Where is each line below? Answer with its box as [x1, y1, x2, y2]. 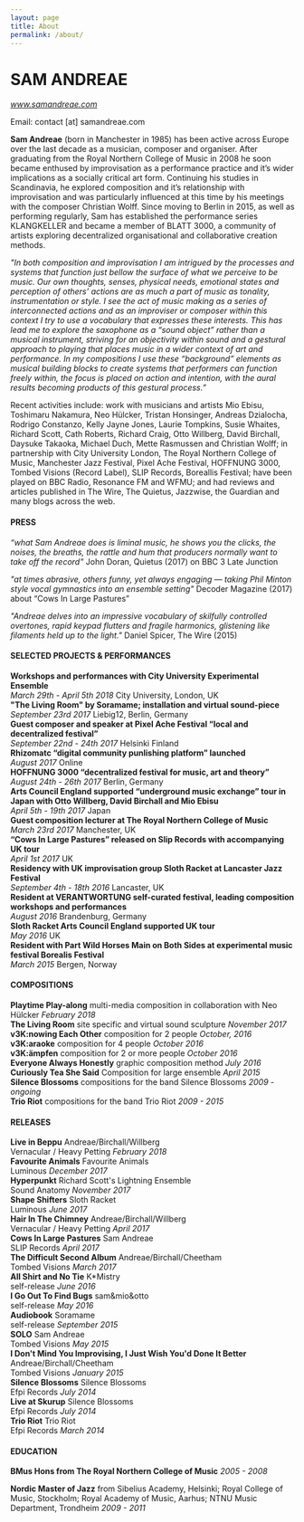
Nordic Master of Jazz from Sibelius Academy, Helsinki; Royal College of [10, 1483, 283, 1494]
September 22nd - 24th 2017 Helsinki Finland [10, 737, 179, 748]
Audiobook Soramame [10, 1309, 96, 1321]
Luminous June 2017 [10, 1204, 88, 1215]
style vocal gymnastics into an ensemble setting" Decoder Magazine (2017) [10, 583, 293, 594]
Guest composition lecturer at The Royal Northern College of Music [10, 814, 269, 825]
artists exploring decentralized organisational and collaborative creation [10, 230, 278, 241]
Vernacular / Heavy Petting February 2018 [10, 1146, 167, 1157]
